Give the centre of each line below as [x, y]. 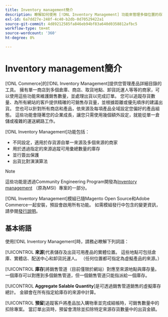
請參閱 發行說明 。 [23, 211]
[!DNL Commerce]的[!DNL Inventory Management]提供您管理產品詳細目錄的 [83, 83]
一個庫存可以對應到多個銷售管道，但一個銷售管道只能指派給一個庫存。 [77, 275]
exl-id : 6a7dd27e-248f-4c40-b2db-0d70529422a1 [54, 19]
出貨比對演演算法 [30, 161]
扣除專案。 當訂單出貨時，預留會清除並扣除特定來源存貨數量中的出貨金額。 [82, 309]
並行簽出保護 [25, 155]
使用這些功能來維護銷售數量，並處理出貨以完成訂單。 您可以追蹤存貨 [80, 96]
